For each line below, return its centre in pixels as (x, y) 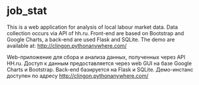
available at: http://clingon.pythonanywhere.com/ (67, 46)
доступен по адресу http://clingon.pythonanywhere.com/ (78, 76)
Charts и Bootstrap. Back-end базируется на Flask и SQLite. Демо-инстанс (100, 69)
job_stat (27, 11)
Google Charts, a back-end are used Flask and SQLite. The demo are (91, 39)
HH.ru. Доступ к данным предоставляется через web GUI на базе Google (99, 63)
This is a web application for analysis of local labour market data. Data (92, 27)
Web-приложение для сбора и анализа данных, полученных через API (96, 57)
